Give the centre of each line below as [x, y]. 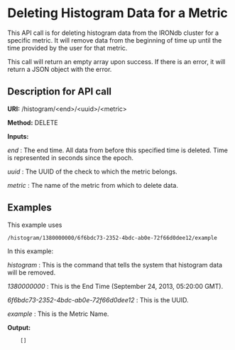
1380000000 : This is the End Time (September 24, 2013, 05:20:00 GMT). [115, 286]
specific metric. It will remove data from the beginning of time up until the [115, 40]
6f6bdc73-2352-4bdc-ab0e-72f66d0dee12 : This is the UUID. [98, 299]
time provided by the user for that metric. [67, 48]
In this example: [31, 251]
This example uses [35, 225]
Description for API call [60, 91]
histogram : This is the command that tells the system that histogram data [115, 265]
